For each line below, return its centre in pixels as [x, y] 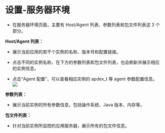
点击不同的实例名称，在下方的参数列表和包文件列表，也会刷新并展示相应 [86, 62]
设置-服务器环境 [38, 10]
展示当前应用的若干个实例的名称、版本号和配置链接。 [66, 52]
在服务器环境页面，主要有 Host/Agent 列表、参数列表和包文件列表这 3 [83, 25]
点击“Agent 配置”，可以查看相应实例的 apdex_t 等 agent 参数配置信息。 [84, 79]
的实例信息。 [25, 68]
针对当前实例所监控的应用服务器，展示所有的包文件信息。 [71, 126]
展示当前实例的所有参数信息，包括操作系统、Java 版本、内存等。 [78, 104]
